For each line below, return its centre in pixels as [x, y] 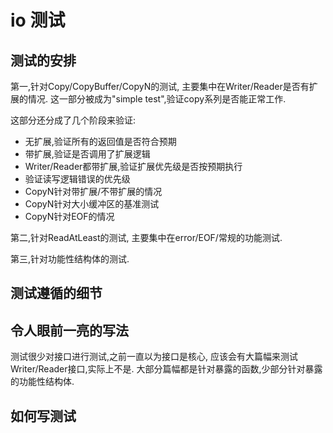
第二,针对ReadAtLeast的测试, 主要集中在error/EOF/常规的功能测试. [146, 237]
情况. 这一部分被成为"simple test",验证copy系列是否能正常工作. [157, 99]
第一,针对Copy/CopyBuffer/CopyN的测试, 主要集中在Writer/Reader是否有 [160, 86]
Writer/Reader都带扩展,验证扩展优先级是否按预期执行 [133, 166]
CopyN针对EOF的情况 [69, 216]
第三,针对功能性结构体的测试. [70, 259]
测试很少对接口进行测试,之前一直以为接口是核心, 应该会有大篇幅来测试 [154, 357]
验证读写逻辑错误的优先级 [77, 179]
